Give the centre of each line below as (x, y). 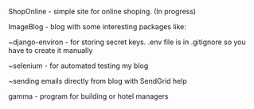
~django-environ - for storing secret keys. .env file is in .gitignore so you (127, 42)
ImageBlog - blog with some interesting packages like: (98, 26)
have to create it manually (51, 50)
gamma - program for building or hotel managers (88, 96)
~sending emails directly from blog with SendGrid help (98, 81)
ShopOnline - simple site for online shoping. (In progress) (102, 11)
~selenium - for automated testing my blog (78, 66)
